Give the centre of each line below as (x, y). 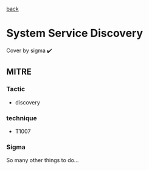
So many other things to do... (43, 160)
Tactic (16, 89)
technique (22, 118)
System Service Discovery (75, 33)
